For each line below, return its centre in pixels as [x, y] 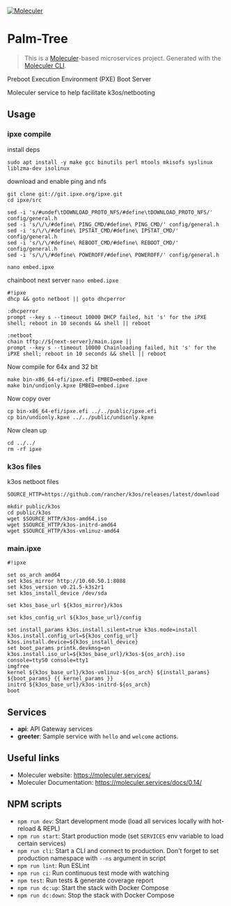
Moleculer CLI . [45, 65]
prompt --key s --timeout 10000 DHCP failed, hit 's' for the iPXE [107, 317]
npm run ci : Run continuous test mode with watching [93, 873]
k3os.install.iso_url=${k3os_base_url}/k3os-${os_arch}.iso [96, 655]
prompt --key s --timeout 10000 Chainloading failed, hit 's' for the [112, 347]
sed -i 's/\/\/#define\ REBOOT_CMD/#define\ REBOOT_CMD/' [93, 243]
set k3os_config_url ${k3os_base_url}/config [74, 618]
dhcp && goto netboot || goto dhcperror [67, 299]
